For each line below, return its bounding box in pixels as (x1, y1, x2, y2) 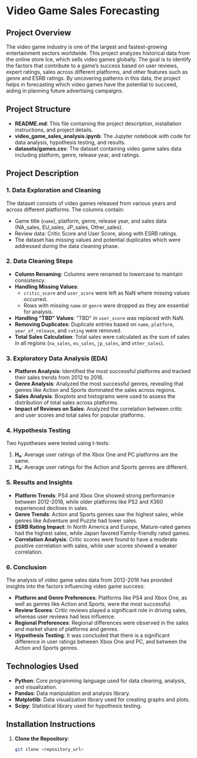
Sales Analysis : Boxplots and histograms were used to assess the (14, 393, 176, 400)
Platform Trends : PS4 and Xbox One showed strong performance (14, 492, 175, 499)
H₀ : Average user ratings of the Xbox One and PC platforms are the (14, 451, 178, 458)
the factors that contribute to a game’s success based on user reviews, (6, 62, 179, 69)
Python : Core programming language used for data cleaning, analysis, (14, 677, 186, 684)
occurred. (23, 295, 48, 302)
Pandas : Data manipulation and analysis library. (14, 690, 131, 697)
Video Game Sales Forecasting (6, 4, 160, 18)
